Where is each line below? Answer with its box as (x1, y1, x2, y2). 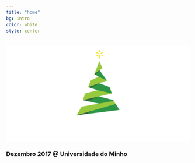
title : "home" (6, 9, 41, 15)
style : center (6, 28, 41, 34)
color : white (6, 22, 38, 27)
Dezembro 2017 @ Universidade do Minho (6, 150, 127, 158)
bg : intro (6, 15, 30, 22)
